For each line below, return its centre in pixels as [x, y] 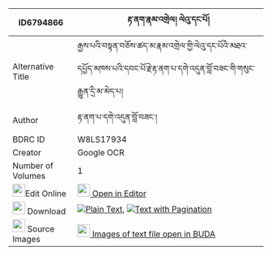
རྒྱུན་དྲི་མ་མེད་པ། [100, 91]
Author [25, 120]
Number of [33, 166]
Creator [27, 153]
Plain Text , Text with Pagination [149, 209]
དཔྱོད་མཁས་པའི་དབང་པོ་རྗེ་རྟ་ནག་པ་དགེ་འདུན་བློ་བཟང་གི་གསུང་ [166, 68]
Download [47, 211]
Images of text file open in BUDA [154, 234]
